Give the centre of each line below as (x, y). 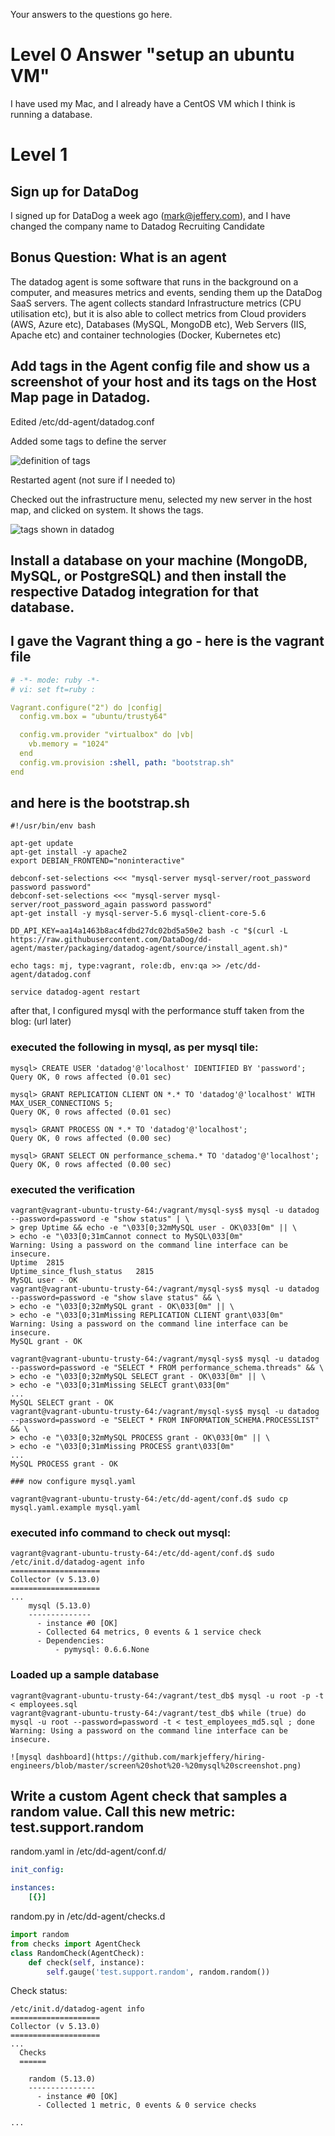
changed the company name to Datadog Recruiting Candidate (137, 226)
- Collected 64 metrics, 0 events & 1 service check (149, 1632)
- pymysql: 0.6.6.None (102, 1650)
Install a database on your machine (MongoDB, (159, 560)
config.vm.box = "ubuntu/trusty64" (93, 717)
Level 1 (39, 155)
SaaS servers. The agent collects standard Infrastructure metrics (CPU (156, 303)
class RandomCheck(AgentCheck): (77, 1953)
